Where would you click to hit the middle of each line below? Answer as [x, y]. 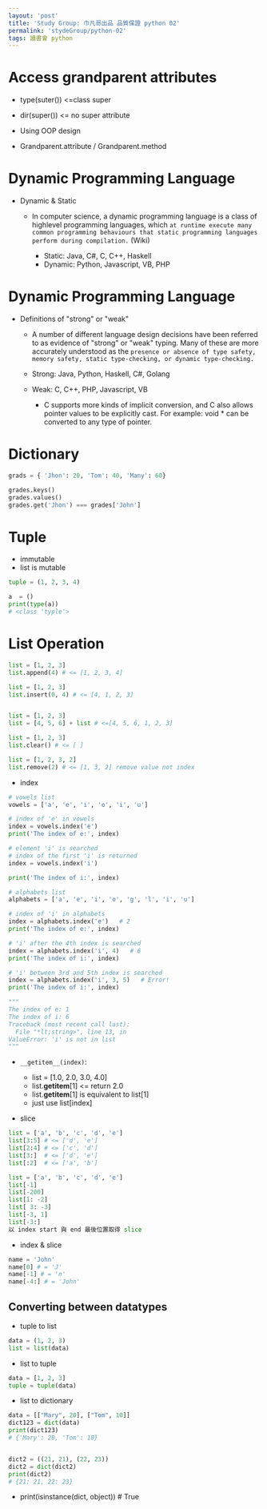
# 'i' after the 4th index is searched [75, 943]
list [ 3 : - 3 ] [30, 1207]
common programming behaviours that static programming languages [145, 233]
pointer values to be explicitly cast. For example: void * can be [146, 414]
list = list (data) [39, 1348]
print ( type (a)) [34, 604]
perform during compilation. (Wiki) [91, 240]
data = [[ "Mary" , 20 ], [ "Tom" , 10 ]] [69, 1415]
